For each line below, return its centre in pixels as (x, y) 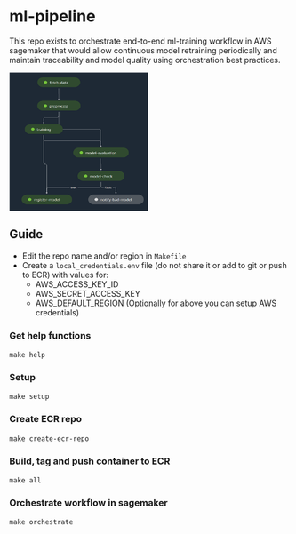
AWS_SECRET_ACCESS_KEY (88, 293)
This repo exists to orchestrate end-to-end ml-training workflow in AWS (140, 41)
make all (25, 480)
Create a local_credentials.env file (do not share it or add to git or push (154, 265)
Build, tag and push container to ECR (90, 461)
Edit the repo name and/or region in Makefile (104, 256)
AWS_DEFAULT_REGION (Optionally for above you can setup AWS (156, 303)
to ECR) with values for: (65, 275)
